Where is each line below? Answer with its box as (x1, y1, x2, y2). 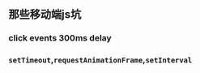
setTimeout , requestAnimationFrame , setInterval (8, 54, 193, 66)
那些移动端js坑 (8, 7, 82, 22)
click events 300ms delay (8, 32, 112, 44)
